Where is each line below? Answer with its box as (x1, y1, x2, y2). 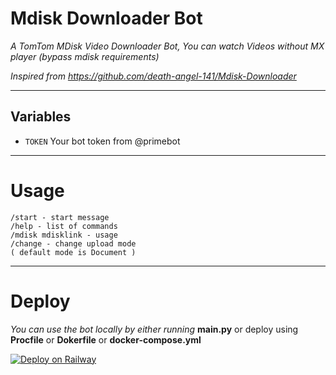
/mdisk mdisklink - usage (10, 230, 118, 240)
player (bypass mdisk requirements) (10, 50, 160, 62)
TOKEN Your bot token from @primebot (24, 135, 181, 147)
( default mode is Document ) (10, 247, 137, 257)
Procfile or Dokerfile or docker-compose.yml (10, 333, 202, 346)
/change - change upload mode (10, 238, 137, 249)
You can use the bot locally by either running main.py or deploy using (10, 323, 299, 335)
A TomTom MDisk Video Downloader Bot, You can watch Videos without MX (10, 40, 325, 52)
